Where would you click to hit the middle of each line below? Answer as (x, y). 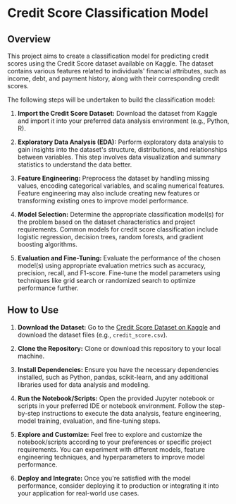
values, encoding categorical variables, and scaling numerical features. (121, 186)
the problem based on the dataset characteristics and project (106, 222)
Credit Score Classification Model (108, 13)
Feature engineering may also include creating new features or (108, 193)
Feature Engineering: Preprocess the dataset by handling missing (113, 178)
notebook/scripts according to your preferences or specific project (114, 442)
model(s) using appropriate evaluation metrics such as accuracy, (112, 265)
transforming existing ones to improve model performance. (103, 200)
